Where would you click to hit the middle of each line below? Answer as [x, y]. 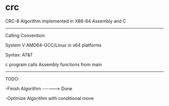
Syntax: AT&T [19, 54]
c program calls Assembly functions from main [54, 64]
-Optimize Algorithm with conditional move [50, 98]
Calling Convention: [26, 35]
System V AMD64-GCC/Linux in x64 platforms [53, 45]
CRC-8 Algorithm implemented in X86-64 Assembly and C [66, 21]
